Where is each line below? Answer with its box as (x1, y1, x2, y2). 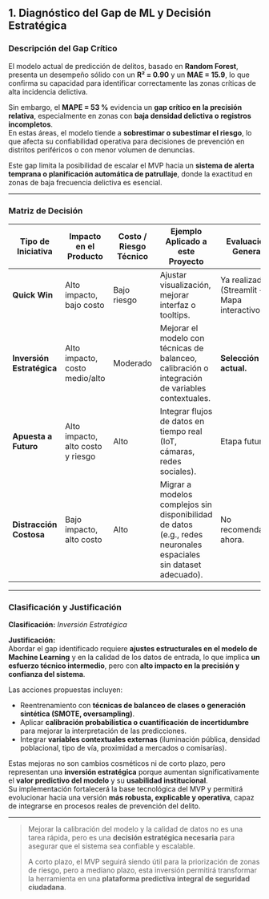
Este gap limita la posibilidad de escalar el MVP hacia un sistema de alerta (8, 160, 255, 170)
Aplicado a (165, 236, 207, 247)
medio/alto (65, 372, 106, 383)
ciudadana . (27, 882, 66, 893)
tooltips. (159, 309, 191, 320)
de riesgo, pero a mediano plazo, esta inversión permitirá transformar (27, 865, 258, 875)
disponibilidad (159, 508, 213, 520)
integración (159, 372, 203, 383)
